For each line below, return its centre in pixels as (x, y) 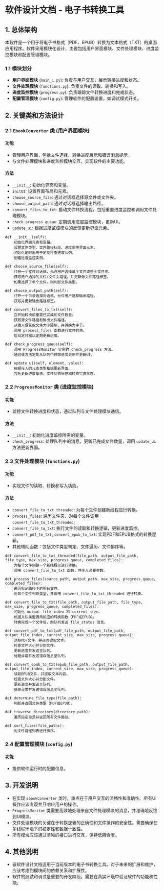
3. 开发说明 (22, 785)
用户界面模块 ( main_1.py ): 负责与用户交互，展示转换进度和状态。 (77, 80)
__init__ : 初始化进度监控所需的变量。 (50, 435)
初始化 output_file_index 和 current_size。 (58, 612)
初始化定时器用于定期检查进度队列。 (45, 253)
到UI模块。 (23, 817)
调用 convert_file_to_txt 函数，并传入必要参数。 (61, 570)
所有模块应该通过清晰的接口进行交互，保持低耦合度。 (66, 835)
